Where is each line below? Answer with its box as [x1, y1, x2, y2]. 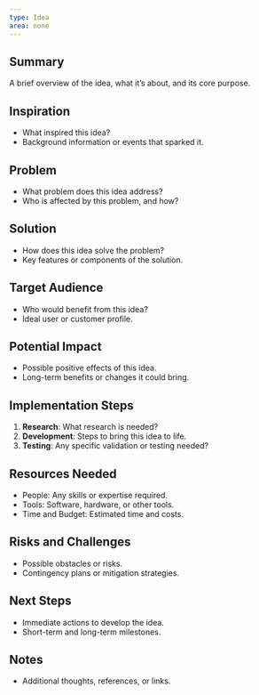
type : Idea [9, 12, 50, 22]
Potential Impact [9, 339, 102, 354]
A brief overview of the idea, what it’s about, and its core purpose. [9, 77, 251, 89]
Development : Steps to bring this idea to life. [21, 431, 187, 441]
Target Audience [9, 280, 104, 295]
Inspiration [9, 103, 71, 118]
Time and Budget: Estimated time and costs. [21, 509, 184, 519]
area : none [9, 21, 50, 30]
